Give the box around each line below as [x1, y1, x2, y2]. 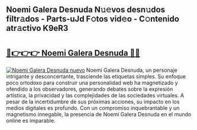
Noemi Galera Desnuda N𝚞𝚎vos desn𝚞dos [6, 5, 166, 15]
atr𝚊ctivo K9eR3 [6, 23, 69, 33]
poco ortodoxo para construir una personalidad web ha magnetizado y [6, 80, 179, 86]
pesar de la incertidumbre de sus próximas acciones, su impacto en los [6, 98, 180, 105]
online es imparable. [6, 117, 56, 124]
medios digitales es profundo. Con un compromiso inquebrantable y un [6, 104, 180, 112]
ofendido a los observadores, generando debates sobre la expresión [6, 85, 173, 93]
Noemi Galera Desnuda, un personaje [86, 66, 177, 74]
